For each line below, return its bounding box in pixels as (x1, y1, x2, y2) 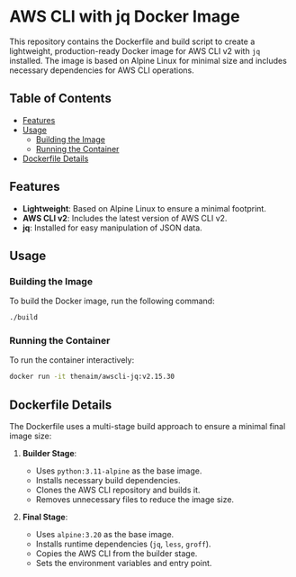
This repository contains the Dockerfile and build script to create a (9, 36, 256, 47)
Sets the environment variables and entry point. (35, 558, 212, 569)
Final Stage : (22, 511, 68, 523)
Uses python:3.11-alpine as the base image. (35, 465, 202, 476)
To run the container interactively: (9, 355, 135, 365)
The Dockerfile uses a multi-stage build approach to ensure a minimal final (9, 421, 286, 432)
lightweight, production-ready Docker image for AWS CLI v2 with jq (9, 45, 261, 56)
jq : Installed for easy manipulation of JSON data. (22, 222, 202, 233)
